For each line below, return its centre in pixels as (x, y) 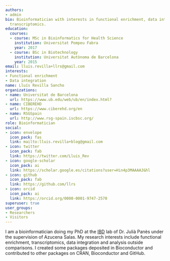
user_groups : (19, 208)
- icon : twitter (22, 147)
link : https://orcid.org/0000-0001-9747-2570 (59, 198)
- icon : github (21, 175)
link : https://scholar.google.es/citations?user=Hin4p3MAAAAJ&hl (80, 170)
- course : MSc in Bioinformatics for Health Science (67, 39)
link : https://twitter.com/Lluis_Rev (50, 156)
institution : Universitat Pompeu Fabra (56, 43)
